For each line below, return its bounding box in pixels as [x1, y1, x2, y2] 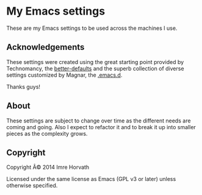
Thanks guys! [6, 83, 41, 90]
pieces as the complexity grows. [6, 130, 88, 137]
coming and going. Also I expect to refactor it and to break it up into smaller [6, 123, 197, 130]
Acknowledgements [6, 42, 85, 52]
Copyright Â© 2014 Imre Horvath [6, 163, 90, 171]
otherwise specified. [6, 182, 58, 190]
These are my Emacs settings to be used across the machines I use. [6, 24, 178, 32]
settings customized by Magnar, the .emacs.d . [6, 71, 123, 79]
